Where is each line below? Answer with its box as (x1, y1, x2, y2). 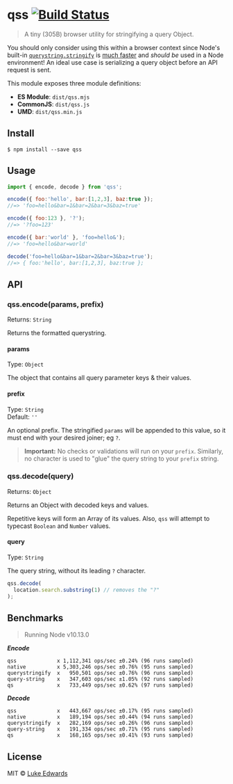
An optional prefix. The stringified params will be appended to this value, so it (7, 426, 226, 434)
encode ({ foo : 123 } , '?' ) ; (7, 215, 85, 222)
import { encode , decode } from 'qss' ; (7, 183, 123, 191)
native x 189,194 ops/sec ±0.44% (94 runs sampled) (7, 714, 194, 721)
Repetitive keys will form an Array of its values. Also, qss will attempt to (7, 514, 210, 522)
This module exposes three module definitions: (7, 79, 141, 87)
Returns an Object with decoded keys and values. (7, 501, 149, 509)
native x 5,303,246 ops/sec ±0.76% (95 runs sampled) (7, 664, 194, 671)
